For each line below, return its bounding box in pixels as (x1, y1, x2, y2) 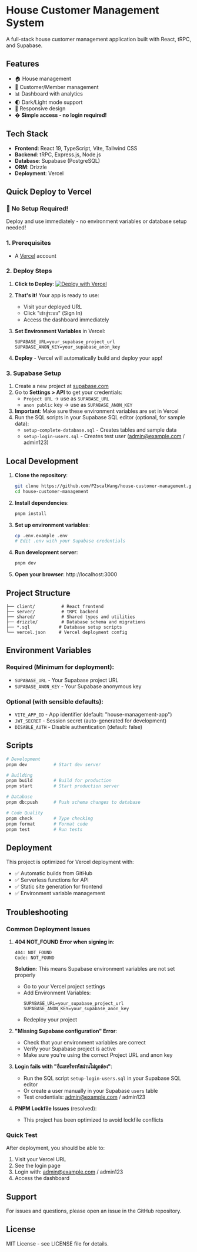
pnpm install (14, 511, 47, 517)
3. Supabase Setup (6, 369, 62, 377)
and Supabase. (6, 42, 43, 49)
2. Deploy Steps (6, 267, 52, 275)
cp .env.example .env (14, 533, 68, 538)
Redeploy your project (23, 1016, 78, 1023)
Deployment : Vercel (14, 169, 64, 177)
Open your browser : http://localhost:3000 (14, 571, 118, 578)
